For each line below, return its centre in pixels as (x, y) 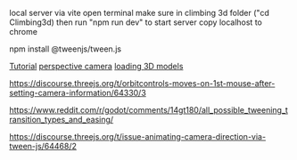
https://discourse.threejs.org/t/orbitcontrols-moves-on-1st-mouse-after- (142, 83)
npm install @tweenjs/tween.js (66, 49)
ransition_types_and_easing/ (62, 120)
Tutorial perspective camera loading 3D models (96, 66)
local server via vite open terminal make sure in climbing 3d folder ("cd (139, 13)
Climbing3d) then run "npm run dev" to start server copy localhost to (136, 22)
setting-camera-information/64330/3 (78, 93)
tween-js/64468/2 (43, 146)
